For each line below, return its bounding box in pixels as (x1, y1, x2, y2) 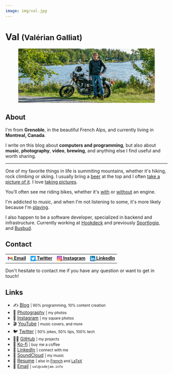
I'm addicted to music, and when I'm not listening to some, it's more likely (5, 199, 161, 205)
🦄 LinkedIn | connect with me (12, 347, 68, 353)
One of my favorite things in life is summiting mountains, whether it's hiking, (5, 168, 166, 174)
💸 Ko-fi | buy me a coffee (12, 341, 60, 347)
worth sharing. (5, 153, 37, 159)
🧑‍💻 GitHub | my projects (12, 336, 60, 342)
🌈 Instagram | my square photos (12, 315, 74, 321)
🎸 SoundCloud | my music (12, 352, 64, 359)
